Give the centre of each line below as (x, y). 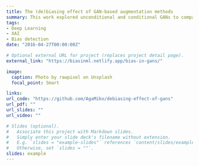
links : (14, 93)
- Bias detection (28, 39)
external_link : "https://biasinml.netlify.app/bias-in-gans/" (84, 61)
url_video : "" (24, 115)
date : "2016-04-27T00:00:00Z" (44, 45)
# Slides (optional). (33, 126)
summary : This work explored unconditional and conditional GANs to (92, 17)
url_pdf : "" (21, 104)
